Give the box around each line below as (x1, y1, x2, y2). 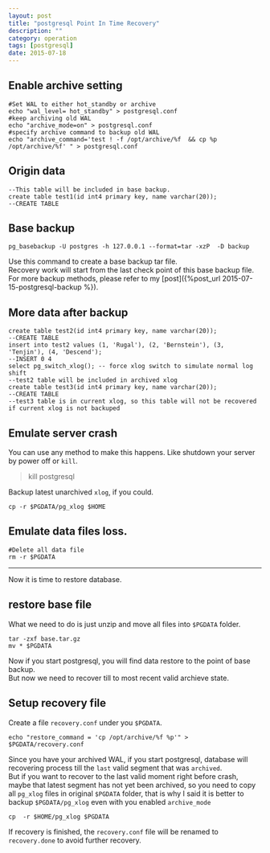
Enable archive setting (8, 79, 123, 92)
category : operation (8, 34, 78, 43)
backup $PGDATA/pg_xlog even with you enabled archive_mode (8, 797, 211, 806)
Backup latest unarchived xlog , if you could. (8, 487, 154, 497)
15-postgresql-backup (8, 282, 82, 292)
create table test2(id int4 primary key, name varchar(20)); (8, 327, 218, 335)
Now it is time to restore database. (8, 574, 122, 584)
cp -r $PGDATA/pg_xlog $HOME (8, 503, 106, 511)
